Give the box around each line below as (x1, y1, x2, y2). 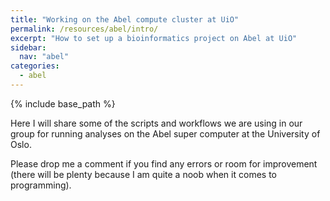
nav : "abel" (19, 52, 70, 62)
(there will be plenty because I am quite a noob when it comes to (10, 168, 277, 180)
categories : (10, 61, 60, 71)
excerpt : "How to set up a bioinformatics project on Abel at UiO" (10, 33, 298, 43)
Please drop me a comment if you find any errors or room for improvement (10, 157, 318, 170)
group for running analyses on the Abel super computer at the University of (10, 127, 321, 140)
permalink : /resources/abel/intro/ (10, 24, 159, 34)
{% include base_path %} (10, 97, 116, 110)
